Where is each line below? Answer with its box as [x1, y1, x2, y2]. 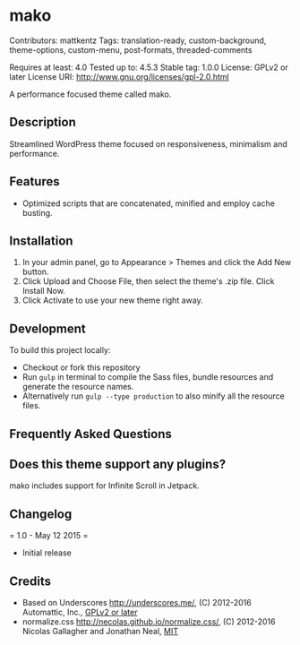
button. [21, 266, 49, 278]
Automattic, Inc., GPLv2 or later [21, 606, 138, 618]
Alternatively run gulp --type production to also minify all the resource [21, 391, 285, 401]
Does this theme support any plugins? [9, 456, 227, 471]
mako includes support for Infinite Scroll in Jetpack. [9, 480, 200, 491]
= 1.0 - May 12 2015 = [9, 530, 89, 541]
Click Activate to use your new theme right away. [21, 295, 203, 305]
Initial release [21, 547, 72, 558]
